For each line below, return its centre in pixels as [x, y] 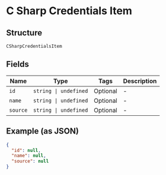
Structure [24, 33]
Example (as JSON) [42, 131]
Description [140, 81]
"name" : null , [29, 156]
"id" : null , [26, 150]
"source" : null [30, 161]
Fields [18, 64]
